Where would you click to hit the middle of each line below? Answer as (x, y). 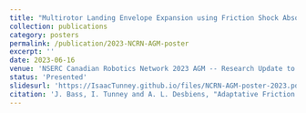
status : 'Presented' (49, 77)
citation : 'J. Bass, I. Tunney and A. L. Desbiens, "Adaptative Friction (153, 94)
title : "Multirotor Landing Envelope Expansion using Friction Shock (144, 18)
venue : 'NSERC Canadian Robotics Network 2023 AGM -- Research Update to (153, 69)
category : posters (44, 35)
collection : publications (58, 26)
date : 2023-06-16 (42, 60)
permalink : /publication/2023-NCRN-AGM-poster (99, 43)
